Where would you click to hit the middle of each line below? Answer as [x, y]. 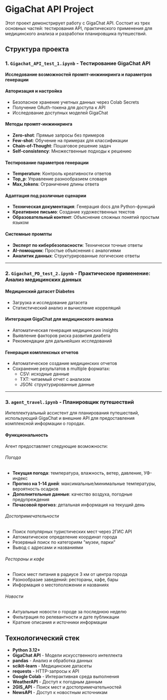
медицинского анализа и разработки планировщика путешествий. [76, 33]
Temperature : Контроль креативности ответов [62, 174]
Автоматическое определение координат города [65, 537]
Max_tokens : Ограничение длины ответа [56, 184]
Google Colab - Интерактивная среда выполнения [66, 677]
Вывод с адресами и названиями [48, 547]
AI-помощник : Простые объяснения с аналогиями [67, 250]
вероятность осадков [35, 489]
